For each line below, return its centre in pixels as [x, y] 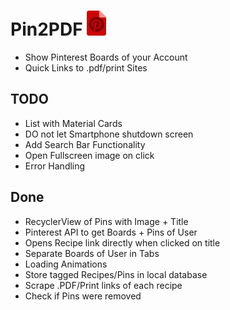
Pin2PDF [46, 29]
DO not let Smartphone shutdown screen [109, 134]
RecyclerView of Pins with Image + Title [106, 221]
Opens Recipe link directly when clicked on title [122, 242]
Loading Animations [66, 264]
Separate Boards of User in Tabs [92, 253]
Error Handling [55, 166]
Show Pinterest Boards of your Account [106, 57]
